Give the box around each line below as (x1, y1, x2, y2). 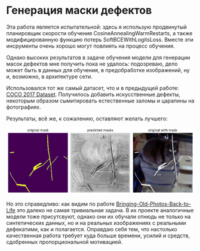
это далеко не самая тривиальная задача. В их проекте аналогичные (17, 206, 194, 213)
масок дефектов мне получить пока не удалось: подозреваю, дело (6, 60, 178, 67)
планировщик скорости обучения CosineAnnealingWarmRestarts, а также (6, 29, 193, 36)
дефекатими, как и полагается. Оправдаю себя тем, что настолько (6, 225, 177, 233)
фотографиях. (6, 103, 41, 110)
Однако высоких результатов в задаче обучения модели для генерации (6, 54, 190, 61)
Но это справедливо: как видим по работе (6, 200, 115, 207)
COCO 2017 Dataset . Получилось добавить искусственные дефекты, (6, 91, 181, 98)
